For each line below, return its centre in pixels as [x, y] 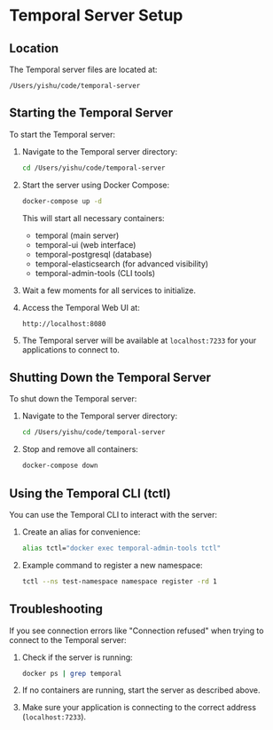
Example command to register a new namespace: [112, 565]
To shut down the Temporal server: [73, 399]
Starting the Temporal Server [91, 113]
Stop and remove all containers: [80, 449]
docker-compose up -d [62, 201]
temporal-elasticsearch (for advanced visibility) [122, 264]
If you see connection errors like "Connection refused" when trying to [136, 631]
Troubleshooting [56, 609]
